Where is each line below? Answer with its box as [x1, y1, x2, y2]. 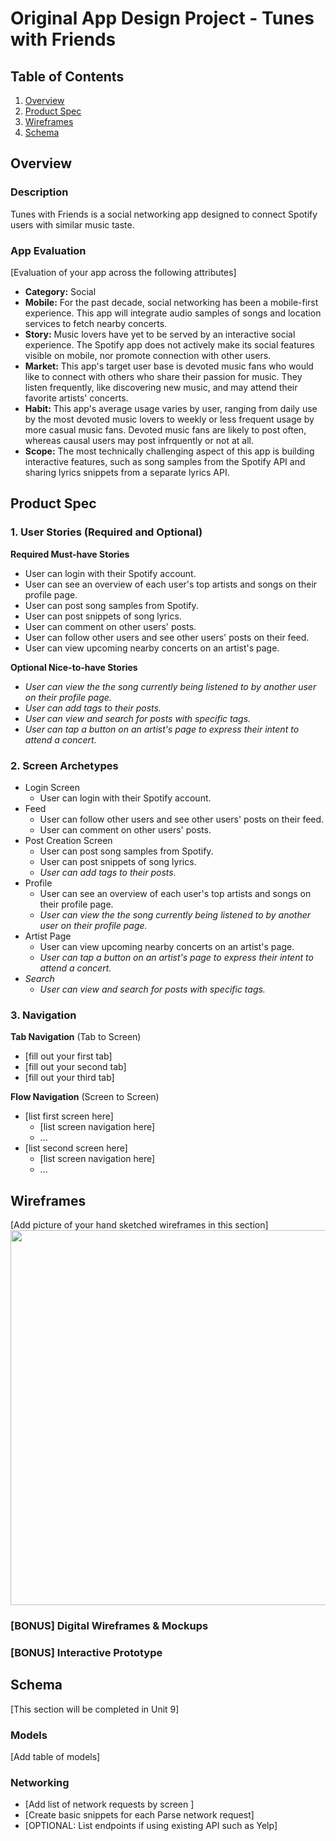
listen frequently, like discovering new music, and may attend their [24, 381, 298, 393]
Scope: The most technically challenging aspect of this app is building [24, 445, 315, 457]
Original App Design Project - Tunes [10, 7, 315, 30]
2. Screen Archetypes [10, 758, 119, 772]
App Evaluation [10, 243, 87, 257]
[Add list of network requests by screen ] [24, 1798, 195, 1811]
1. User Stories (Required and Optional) [10, 525, 203, 539]
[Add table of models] [10, 1751, 101, 1763]
